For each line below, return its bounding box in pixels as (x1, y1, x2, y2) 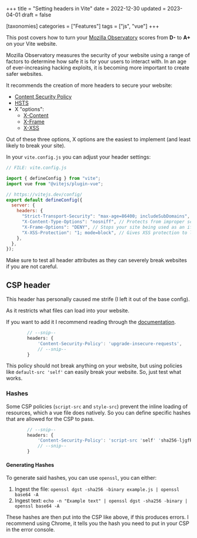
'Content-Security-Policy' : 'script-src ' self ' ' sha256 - (37, 437, 180, 443)
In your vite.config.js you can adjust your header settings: (6, 153, 151, 161)
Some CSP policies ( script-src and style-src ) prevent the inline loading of (6, 403, 188, 410)
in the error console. (6, 526, 55, 533)
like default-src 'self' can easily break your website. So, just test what (6, 369, 182, 376)
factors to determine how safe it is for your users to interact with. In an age (6, 58, 186, 65)
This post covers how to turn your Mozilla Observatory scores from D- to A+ (6, 34, 191, 41)
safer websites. (6, 71, 43, 77)
